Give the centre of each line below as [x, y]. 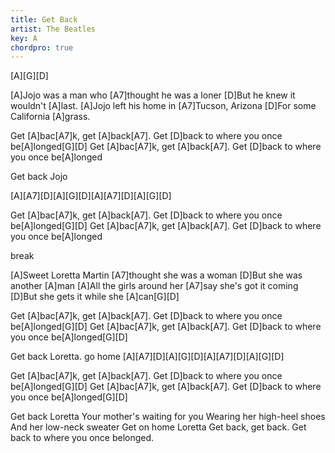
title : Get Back [44, 19]
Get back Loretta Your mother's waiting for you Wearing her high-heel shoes [168, 417]
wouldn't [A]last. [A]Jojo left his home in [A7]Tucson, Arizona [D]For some [163, 106]
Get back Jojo [39, 177]
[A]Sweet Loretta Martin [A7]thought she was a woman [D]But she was [156, 275]
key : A [24, 38]
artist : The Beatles [53, 29]
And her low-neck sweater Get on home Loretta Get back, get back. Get [158, 427]
